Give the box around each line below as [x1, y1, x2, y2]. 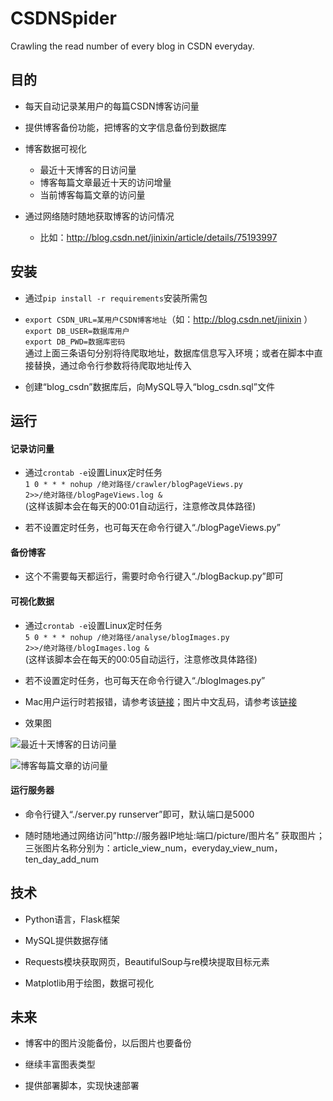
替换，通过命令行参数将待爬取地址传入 [33, 359, 192, 371]
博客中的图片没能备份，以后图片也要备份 [24, 1037, 192, 1049]
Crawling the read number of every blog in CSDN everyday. [10, 40, 255, 52]
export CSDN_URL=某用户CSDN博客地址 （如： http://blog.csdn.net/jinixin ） [24, 313, 313, 325]
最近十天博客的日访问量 [39, 163, 137, 176]
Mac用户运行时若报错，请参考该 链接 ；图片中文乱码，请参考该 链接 [24, 695, 298, 707]
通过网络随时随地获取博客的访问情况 [24, 210, 175, 222]
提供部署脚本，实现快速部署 [24, 1080, 140, 1092]
